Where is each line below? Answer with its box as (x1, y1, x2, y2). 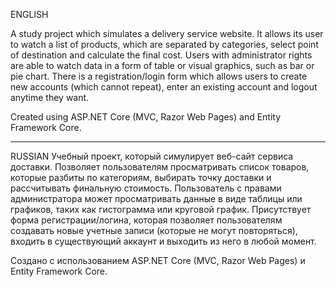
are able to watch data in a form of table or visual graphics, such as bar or (10, 60, 315, 71)
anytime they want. (10, 92, 90, 103)
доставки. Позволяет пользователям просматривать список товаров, (10, 161, 310, 173)
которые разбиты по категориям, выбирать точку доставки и (10, 172, 272, 183)
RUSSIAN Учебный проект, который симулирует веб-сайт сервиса (10, 150, 294, 162)
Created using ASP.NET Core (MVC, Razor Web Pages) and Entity (10, 111, 282, 123)
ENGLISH (10, 9, 49, 20)
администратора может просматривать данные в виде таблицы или (10, 193, 303, 204)
